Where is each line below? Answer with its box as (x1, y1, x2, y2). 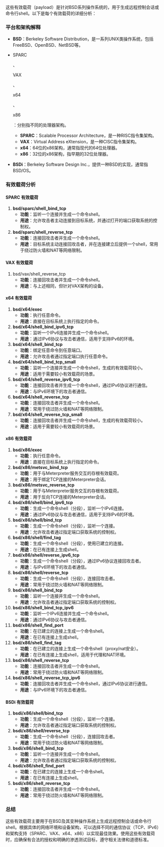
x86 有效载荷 (5, 436, 32, 441)
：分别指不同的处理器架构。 (12, 122, 69, 128)
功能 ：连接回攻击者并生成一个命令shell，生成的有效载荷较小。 (20, 417, 146, 423)
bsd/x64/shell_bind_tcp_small (12, 359, 76, 365)
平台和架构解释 (5, 24, 41, 31)
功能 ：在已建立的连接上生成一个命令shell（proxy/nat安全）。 (20, 646, 141, 652)
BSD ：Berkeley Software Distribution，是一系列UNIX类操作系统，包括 (12, 36, 154, 42)
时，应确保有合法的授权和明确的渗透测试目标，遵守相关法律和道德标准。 (5, 836, 151, 843)
